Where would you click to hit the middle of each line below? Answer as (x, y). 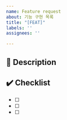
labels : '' (19, 28)
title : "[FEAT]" (26, 22)
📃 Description (31, 62)
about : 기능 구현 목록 (30, 17)
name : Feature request (33, 11)
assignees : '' (23, 33)
